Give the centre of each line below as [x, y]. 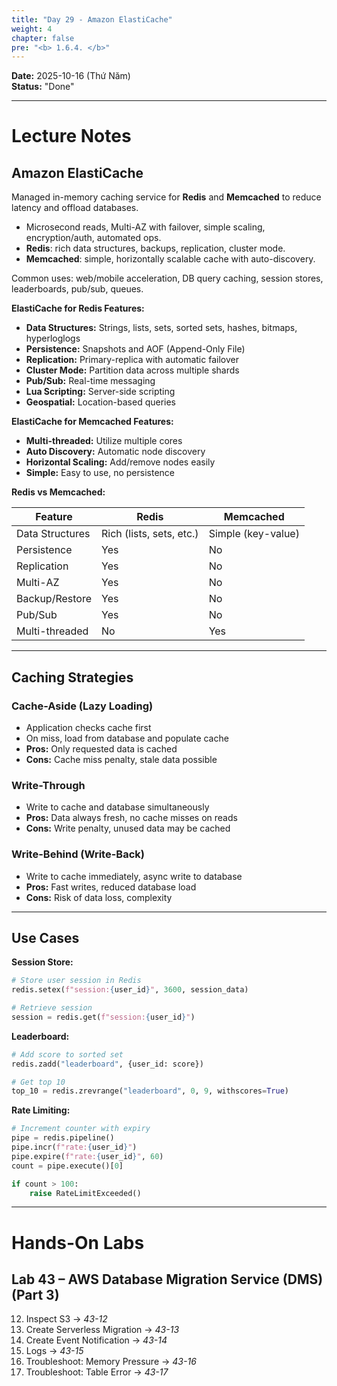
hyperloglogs [53, 338]
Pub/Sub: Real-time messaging [90, 381]
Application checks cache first [88, 727]
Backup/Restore [54, 599]
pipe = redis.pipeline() [63, 1138]
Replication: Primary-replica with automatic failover [132, 360]
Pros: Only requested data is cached [101, 748]
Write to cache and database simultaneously [117, 807]
